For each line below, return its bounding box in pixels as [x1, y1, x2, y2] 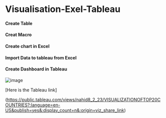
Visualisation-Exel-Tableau [5, 3, 121, 15]
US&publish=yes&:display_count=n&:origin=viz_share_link [5, 107, 124, 113]
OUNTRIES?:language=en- [5, 101, 61, 108]
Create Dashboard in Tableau [5, 66, 68, 72]
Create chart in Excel [5, 43, 50, 49]
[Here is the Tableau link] [5, 86, 57, 93]
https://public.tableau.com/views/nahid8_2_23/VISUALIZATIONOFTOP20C [7, 96, 161, 102]
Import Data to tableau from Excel [5, 54, 77, 60]
